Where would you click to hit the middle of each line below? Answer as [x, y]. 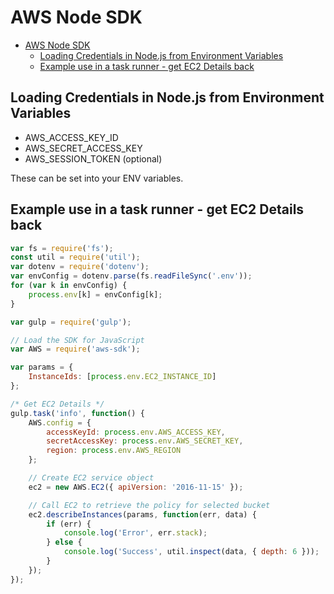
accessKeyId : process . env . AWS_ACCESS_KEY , [136, 432]
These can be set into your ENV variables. [97, 178]
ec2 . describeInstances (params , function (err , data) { [142, 514]
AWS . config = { [60, 422]
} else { [64, 542]
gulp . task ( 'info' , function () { [77, 413]
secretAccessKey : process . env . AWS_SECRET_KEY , [145, 441]
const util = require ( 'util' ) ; [75, 257]
